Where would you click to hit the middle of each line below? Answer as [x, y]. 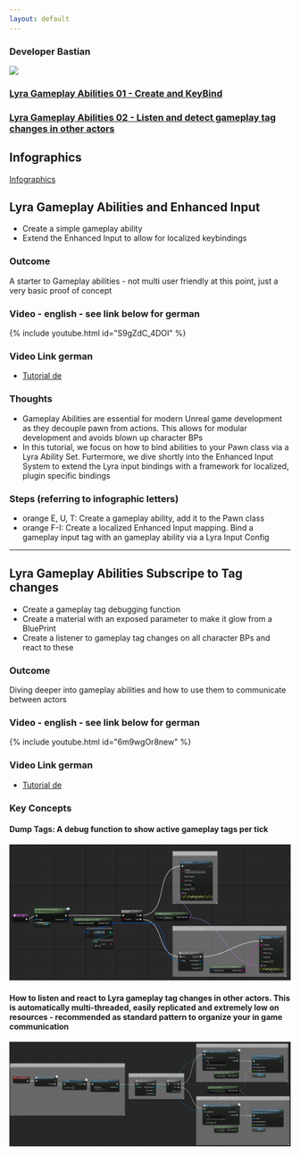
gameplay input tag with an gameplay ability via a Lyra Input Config [146, 537]
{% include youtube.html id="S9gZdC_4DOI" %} [98, 333]
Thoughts [31, 399]
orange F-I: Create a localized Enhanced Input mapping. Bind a [138, 527]
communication [39, 1026]
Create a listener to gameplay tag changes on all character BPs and [146, 637]
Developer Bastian [50, 51]
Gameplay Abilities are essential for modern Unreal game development [152, 418]
